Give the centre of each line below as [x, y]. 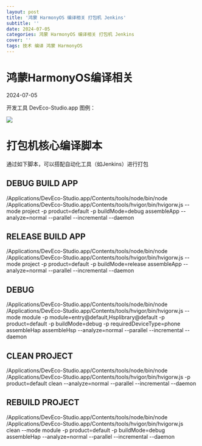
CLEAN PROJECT [40, 356]
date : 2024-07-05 [28, 29]
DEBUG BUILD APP [42, 183]
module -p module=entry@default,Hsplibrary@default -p [94, 318]
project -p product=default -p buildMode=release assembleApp [102, 264]
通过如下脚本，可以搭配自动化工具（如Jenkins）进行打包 [78, 164]
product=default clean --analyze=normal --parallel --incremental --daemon [101, 383]
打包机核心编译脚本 [54, 146]
